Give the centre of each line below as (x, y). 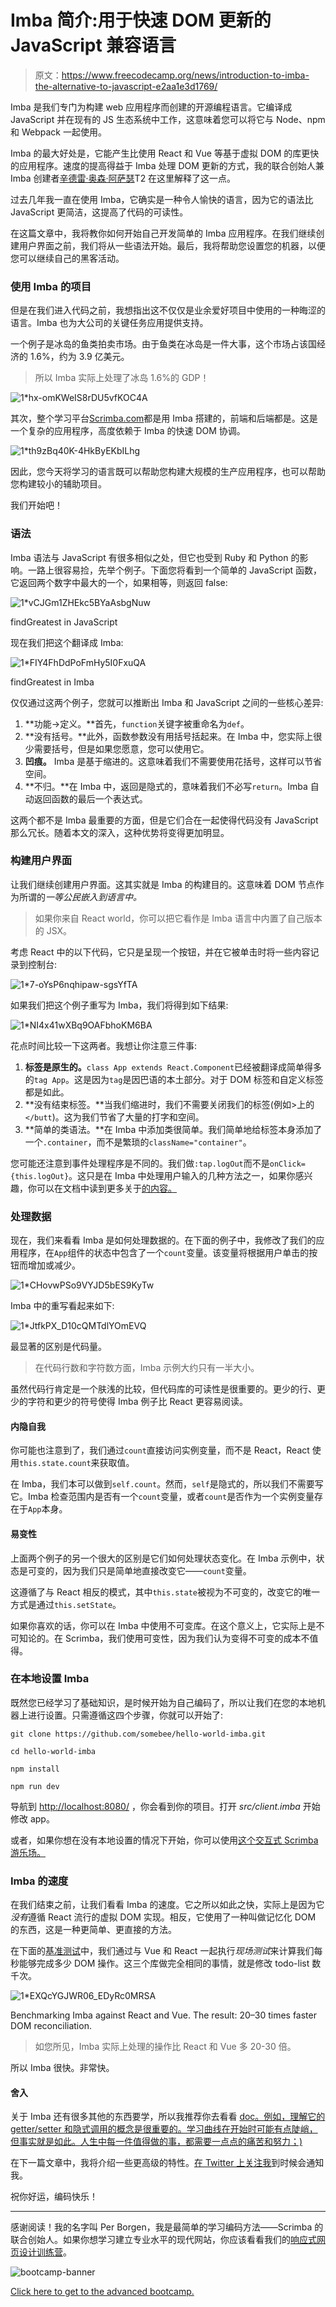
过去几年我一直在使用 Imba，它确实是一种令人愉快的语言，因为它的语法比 (162, 199)
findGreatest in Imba (52, 682)
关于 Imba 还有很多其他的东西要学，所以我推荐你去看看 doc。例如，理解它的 (168, 2117)
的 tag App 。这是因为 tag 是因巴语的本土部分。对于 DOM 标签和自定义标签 (174, 1079)
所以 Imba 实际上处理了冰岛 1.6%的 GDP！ (122, 378)
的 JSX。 (53, 930)
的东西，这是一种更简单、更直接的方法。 (93, 1930)
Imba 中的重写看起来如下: (62, 1306)
